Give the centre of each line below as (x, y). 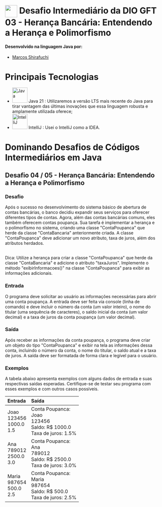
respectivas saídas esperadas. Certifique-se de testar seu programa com (78, 384)
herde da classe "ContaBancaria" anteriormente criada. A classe (69, 233)
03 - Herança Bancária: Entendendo (79, 23)
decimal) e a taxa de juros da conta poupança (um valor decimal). (71, 317)
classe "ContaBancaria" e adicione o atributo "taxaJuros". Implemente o (77, 263)
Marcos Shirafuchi (30, 57)
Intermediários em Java (53, 157)
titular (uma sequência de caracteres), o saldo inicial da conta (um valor (77, 312)
